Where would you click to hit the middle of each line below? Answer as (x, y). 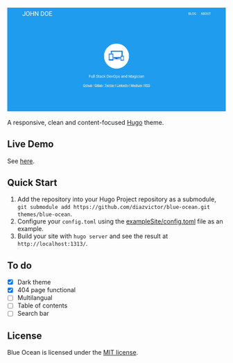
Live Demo (31, 144)
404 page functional (46, 290)
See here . (21, 161)
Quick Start (32, 182)
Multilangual (35, 298)
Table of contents (42, 305)
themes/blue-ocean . (45, 214)
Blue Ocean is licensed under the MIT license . (73, 353)
